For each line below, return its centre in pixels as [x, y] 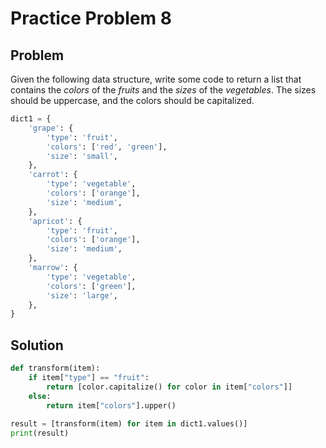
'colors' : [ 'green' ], [91, 286]
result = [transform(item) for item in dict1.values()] [129, 424]
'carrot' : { [53, 175]
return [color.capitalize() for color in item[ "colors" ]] [169, 387]
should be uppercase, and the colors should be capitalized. [132, 100]
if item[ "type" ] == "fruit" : [89, 377]
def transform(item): [55, 368]
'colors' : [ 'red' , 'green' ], [107, 147]
